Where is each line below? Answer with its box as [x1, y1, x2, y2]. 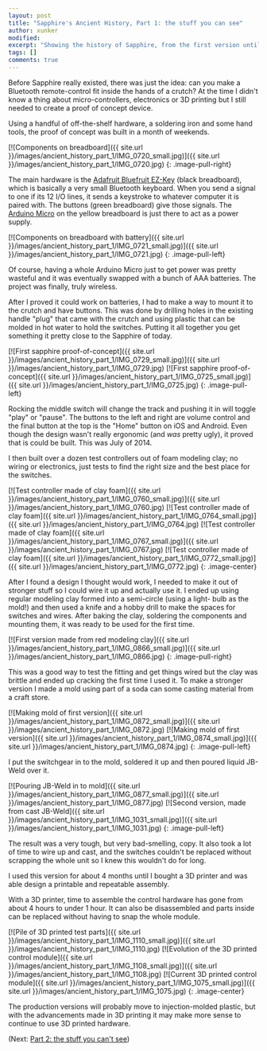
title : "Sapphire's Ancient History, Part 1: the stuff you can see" [8, 19, 244, 27]
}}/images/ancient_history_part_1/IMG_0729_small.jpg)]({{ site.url [8, 355, 220, 364]
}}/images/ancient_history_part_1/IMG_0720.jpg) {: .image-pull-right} [8, 159, 232, 169]
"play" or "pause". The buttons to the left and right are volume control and [8, 412, 250, 422]
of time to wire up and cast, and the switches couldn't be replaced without [8, 847, 252, 856]
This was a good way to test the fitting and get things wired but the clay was [8, 667, 258, 676]
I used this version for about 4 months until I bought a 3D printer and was [8, 870, 248, 880]
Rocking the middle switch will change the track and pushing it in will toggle [8, 403, 257, 414]
